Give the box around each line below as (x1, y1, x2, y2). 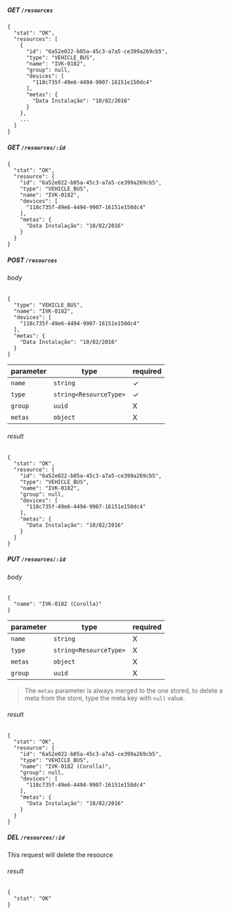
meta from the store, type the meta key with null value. (24, 694, 185, 702)
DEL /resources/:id (7, 833, 65, 842)
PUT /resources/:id (7, 555, 66, 564)
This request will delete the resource (7, 851, 113, 859)
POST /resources (7, 256, 58, 264)
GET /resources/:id (7, 143, 65, 151)
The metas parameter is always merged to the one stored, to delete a (24, 687, 223, 695)
